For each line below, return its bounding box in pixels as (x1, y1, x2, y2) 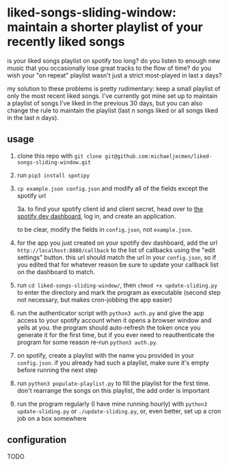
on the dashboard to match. (16, 267, 96, 275)
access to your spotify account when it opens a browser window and (16, 316, 212, 324)
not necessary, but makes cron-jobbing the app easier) (16, 295, 172, 304)
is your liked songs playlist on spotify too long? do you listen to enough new (7, 56, 221, 64)
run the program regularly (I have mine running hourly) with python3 (16, 400, 207, 408)
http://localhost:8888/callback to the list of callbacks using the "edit (16, 245, 215, 254)
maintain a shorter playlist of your (7, 19, 203, 35)
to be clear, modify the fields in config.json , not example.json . (16, 225, 193, 234)
